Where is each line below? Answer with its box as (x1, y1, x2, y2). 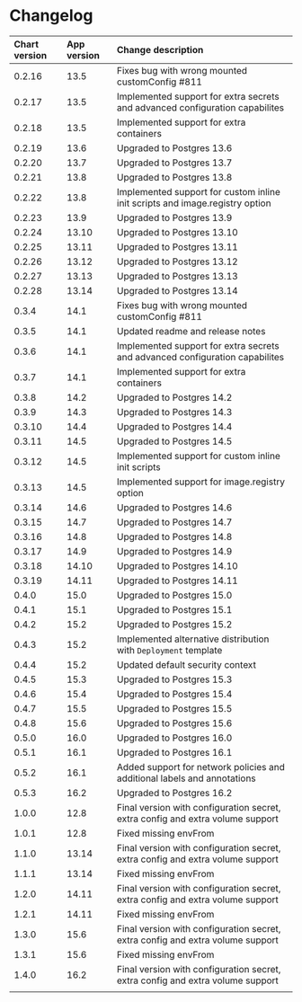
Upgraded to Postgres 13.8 (116, 171, 233, 183)
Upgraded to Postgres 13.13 (116, 270, 238, 282)
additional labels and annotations (116, 772, 256, 785)
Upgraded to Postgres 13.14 (116, 284, 238, 297)
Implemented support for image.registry (116, 475, 286, 488)
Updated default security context (116, 658, 256, 670)
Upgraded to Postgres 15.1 (116, 603, 233, 616)
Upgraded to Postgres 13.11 (116, 240, 238, 253)
